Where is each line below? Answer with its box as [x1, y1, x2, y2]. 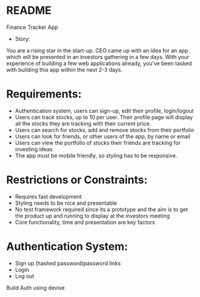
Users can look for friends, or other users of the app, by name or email [14, 133, 191, 140]
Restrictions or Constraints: [6, 173, 148, 187]
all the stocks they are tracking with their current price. [14, 120, 152, 127]
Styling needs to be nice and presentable [14, 199, 117, 207]
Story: [14, 35, 31, 42]
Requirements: [6, 87, 82, 101]
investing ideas [14, 145, 53, 152]
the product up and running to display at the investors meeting [14, 212, 170, 219]
